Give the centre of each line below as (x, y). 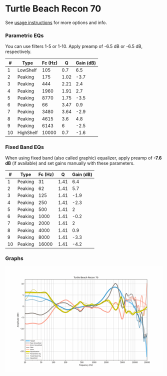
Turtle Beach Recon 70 (53, 9)
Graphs (14, 258)
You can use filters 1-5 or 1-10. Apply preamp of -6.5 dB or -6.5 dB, (74, 46)
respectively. (18, 52)
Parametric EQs (24, 35)
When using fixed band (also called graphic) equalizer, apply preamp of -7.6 (83, 158)
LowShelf (27, 70)
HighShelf (27, 132)
